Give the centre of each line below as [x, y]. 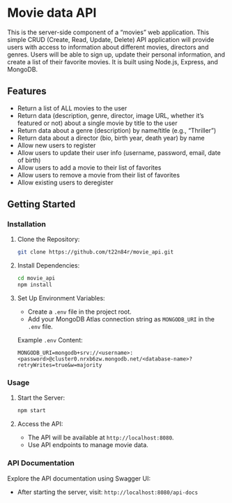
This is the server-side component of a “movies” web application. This [108, 32]
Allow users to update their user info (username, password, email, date [119, 152]
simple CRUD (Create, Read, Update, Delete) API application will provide [111, 39]
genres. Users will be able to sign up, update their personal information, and [116, 54]
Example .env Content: [50, 340]
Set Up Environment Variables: [61, 298]
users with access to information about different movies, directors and [108, 47]
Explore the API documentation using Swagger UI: [79, 478]
